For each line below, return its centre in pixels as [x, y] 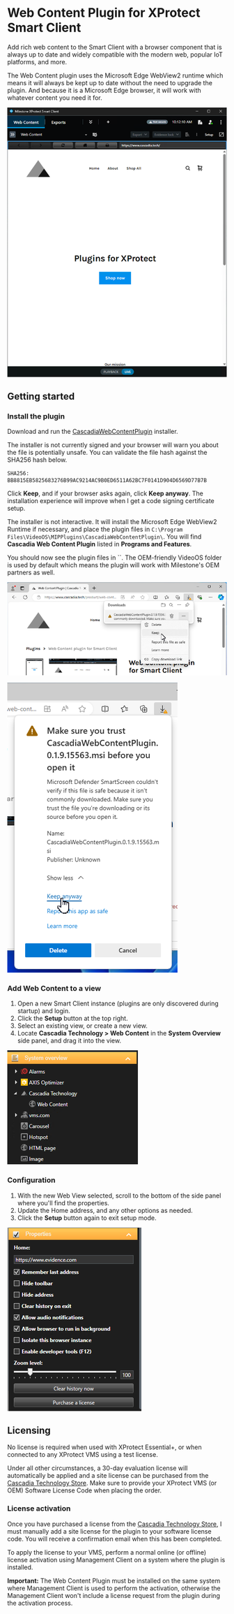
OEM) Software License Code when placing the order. [85, 1490]
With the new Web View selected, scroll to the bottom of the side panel [119, 1195]
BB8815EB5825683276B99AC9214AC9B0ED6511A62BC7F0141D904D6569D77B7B [107, 481]
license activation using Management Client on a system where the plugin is [116, 1560]
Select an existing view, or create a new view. [83, 1026]
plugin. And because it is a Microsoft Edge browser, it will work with [104, 90]
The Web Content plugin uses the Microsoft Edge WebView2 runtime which [115, 75]
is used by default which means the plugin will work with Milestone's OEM [114, 565]
